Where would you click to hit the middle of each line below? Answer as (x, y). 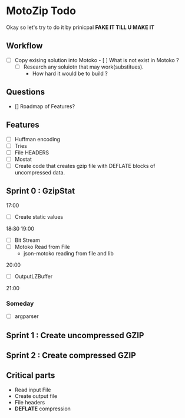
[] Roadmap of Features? (45, 106)
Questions (26, 92)
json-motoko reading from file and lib (68, 253)
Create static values (39, 216)
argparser (27, 316)
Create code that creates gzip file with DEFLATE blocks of (85, 166)
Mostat (23, 159)
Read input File (33, 390)
